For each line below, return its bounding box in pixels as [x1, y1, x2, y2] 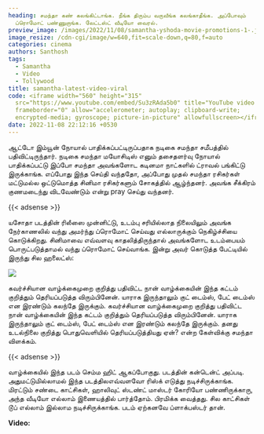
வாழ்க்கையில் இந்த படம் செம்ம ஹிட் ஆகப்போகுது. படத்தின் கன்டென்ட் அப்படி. [8, 367, 245, 377]
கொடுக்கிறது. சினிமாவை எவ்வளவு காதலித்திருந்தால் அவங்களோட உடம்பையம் [8, 235, 245, 244]
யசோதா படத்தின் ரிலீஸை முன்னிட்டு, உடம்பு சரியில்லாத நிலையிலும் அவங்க [8, 217, 232, 227]
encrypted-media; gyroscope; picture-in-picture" [15, 114, 181, 122]
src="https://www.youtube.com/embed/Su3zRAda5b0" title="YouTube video [15, 99, 255, 107]
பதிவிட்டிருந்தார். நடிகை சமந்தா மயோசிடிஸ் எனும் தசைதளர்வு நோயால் [8, 151, 221, 161]
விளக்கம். [8, 336, 37, 345]
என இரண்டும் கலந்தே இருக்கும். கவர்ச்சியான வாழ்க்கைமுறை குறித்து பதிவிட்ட [8, 301, 242, 310]
